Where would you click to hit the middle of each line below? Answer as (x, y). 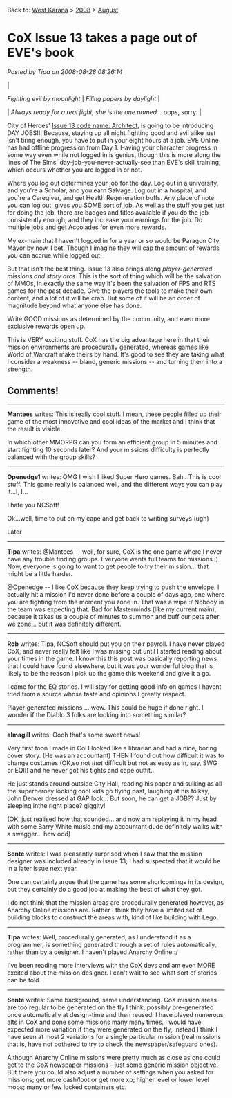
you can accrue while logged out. (55, 255)
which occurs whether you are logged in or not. (75, 170)
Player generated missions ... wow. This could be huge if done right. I (105, 707)
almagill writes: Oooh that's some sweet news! (74, 735)
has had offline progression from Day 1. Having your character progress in (112, 147)
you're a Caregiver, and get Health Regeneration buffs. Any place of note (111, 197)
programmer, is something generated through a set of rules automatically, (112, 944)
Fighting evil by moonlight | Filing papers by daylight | (84, 98)
